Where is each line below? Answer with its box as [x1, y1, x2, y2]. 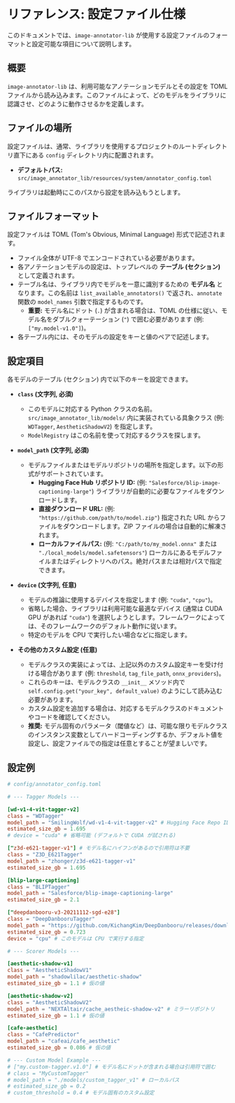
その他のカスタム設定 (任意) [17, 646, 98, 654]
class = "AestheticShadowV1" [7, 967, 92, 974]
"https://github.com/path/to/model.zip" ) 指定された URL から [38, 513, 220, 522]
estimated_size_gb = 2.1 [7, 896, 80, 903]
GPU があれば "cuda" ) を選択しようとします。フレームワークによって [27, 613, 226, 622]
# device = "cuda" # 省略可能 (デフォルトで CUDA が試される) [7, 832, 176, 839]
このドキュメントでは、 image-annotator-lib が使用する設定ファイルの [7, 31, 210, 39]
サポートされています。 [40, 470, 107, 478]
